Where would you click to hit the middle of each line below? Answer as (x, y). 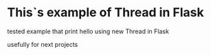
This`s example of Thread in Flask (105, 13)
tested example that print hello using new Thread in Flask (88, 31)
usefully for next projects (43, 44)
